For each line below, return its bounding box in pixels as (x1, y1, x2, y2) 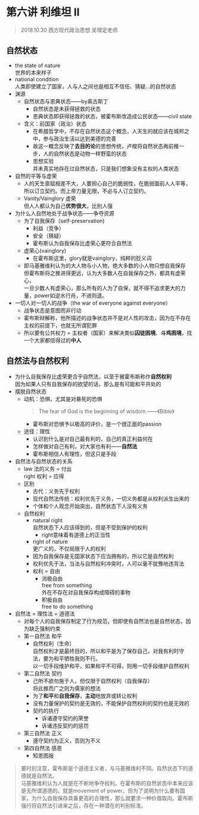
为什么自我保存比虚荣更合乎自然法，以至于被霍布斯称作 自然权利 (14, 373, 172, 380)
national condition (14, 75, 60, 82)
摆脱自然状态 (14, 388, 46, 395)
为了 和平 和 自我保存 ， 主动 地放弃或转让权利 (32, 692, 138, 699)
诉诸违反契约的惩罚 (41, 722, 89, 729)
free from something (41, 581, 92, 589)
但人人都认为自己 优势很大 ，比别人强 (23, 202, 113, 209)
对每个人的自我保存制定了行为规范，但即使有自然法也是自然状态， (23, 617, 186, 624)
